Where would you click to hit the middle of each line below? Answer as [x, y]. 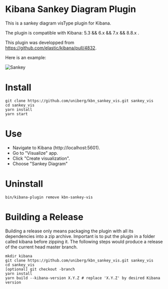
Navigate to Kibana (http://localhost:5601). [56, 148]
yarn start [17, 114]
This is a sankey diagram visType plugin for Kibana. [58, 23]
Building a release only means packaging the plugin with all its [69, 231]
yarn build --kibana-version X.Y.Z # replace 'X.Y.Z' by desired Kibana [83, 278]
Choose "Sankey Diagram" [40, 163]
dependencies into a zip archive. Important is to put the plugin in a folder [80, 236]
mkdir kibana [19, 256]
